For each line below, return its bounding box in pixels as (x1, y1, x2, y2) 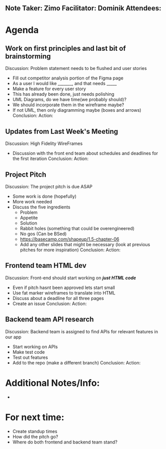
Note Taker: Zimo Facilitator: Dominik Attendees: (5, 4, 161, 13)
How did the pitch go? (12, 433, 58, 439)
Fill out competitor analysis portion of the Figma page (12, 75, 124, 81)
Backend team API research (5, 315, 94, 324)
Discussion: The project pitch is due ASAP (5, 184, 93, 190)
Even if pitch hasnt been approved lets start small (12, 284, 115, 290)
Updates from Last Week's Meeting (5, 127, 118, 135)
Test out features (12, 354, 48, 360)
